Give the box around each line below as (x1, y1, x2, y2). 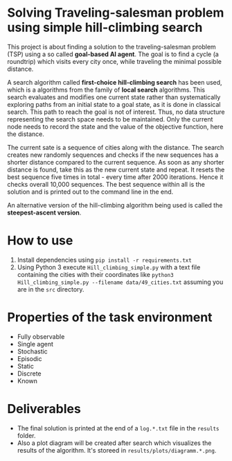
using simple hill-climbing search (7, 19, 203, 35)
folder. (17, 431, 36, 439)
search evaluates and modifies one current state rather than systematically (7, 92, 221, 101)
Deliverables (7, 401, 81, 417)
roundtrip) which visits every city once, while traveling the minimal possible (7, 57, 222, 65)
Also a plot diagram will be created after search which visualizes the (17, 439, 212, 447)
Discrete (17, 369, 42, 378)
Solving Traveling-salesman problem (7, 5, 224, 21)
